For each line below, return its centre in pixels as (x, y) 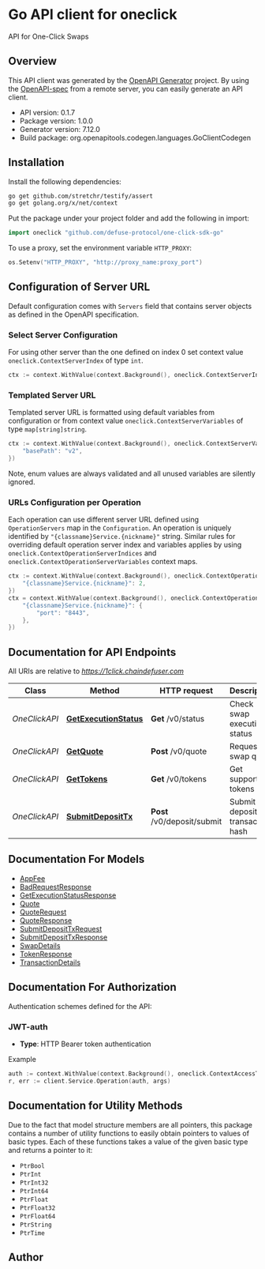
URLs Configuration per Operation (75, 502)
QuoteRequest (43, 912)
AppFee (32, 878)
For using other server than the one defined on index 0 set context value (126, 352)
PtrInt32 (34, 1183)
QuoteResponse (46, 920)
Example (22, 1059)
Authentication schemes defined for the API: (80, 1006)
